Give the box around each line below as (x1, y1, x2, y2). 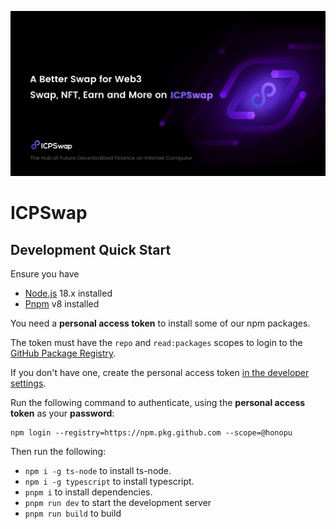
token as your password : (10, 407, 115, 420)
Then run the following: (10, 446, 107, 458)
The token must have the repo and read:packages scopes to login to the (10, 337, 303, 349)
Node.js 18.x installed (24, 287, 113, 300)
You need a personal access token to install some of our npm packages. (10, 317, 311, 330)
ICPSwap (10, 202, 88, 225)
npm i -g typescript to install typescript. (24, 476, 195, 488)
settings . (10, 377, 47, 390)
